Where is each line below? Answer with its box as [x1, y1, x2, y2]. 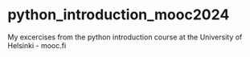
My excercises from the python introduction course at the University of [7, 32, 243, 42]
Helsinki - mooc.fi [7, 40, 67, 50]
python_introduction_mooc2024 [7, 6, 230, 24]
